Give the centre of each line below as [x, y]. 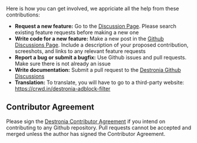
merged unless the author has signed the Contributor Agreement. [86, 134]
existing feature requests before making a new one [77, 32]
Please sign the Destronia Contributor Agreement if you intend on [86, 121]
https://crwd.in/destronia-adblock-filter [62, 89]
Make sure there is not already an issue [63, 64]
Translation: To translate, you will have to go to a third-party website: [99, 82]
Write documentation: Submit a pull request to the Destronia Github [98, 70]
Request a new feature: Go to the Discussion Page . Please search [95, 26]
